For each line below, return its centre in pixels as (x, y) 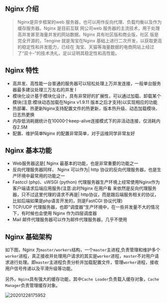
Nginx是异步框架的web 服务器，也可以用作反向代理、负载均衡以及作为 (89, 22)
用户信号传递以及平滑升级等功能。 (40, 269)
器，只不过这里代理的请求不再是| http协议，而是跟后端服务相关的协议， (85, 195)
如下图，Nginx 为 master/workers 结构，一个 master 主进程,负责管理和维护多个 (83, 250)
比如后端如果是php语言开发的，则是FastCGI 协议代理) (68, 201)
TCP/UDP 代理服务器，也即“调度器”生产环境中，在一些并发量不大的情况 (86, 207)
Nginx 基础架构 (29, 237)
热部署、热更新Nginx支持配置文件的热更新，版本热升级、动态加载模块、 (86, 108)
